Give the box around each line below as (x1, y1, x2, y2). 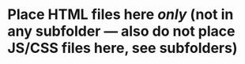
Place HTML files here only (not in (7, 6, 234, 24)
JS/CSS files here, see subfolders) (7, 40, 238, 57)
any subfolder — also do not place (7, 22, 236, 40)
